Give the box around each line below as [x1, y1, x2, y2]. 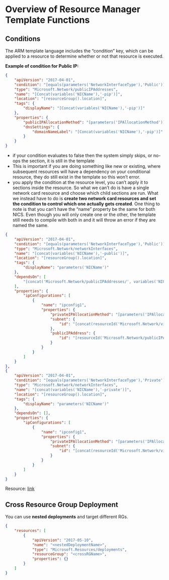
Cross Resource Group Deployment [5, 500, 118, 509]
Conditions [5, 34, 41, 43]
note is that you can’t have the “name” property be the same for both [12, 206, 155, 212]
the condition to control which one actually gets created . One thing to [12, 201, 160, 207]
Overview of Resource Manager [5, 4, 141, 15]
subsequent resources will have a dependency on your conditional [12, 168, 151, 174]
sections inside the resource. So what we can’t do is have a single [12, 185, 149, 191]
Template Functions [5, 14, 90, 26]
